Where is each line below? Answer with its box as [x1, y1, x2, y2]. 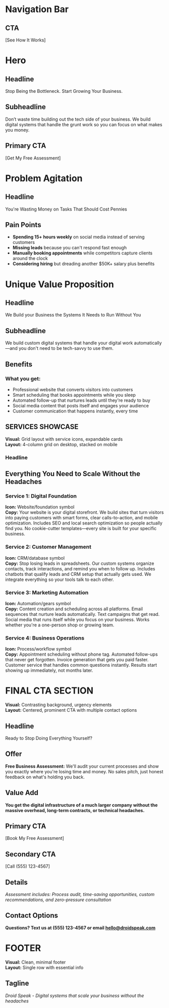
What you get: [5, 375, 41, 382]
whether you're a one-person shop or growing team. [5, 622, 115, 628]
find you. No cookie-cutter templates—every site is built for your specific [5, 525, 157, 532]
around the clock [12, 255, 48, 261]
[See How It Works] [5, 37, 46, 43]
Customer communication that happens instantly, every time [12, 408, 138, 414]
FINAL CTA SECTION [5, 685, 93, 697]
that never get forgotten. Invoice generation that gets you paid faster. [5, 657, 149, 663]
